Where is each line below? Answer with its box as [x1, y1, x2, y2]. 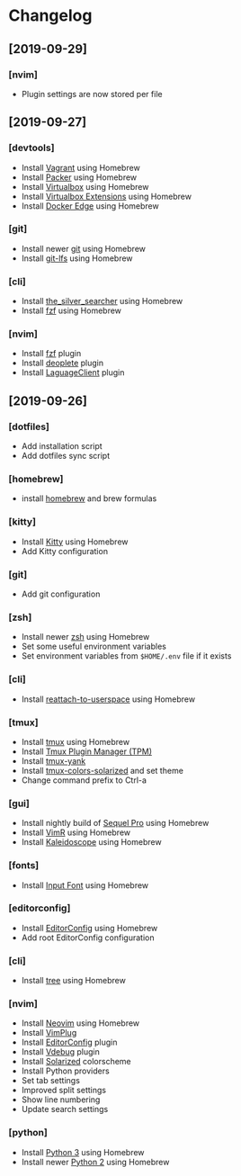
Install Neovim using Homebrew [21, 1018, 140, 1028]
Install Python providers [21, 1065, 110, 1076]
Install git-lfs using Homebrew [21, 253, 133, 264]
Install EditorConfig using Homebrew [21, 922, 158, 933]
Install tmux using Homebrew [21, 736, 130, 747]
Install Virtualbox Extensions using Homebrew [21, 191, 192, 202]
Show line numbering [21, 1094, 101, 1105]
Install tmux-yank [21, 755, 86, 766]
